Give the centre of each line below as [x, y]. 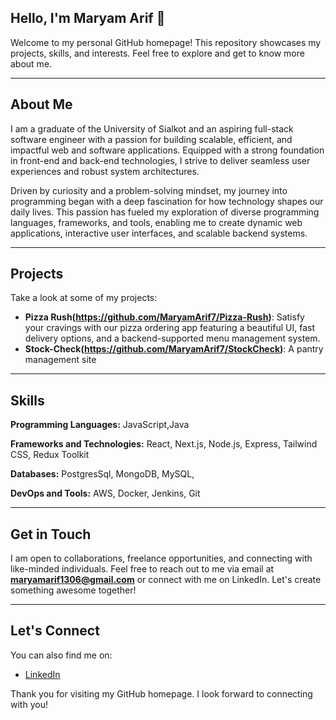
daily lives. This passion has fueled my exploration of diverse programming [165, 212]
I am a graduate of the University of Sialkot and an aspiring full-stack [152, 128]
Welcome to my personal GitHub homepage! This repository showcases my [166, 42]
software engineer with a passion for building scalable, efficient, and [151, 139]
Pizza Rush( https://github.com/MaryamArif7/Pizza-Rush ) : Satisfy [164, 317]
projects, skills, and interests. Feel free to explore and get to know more [157, 53]
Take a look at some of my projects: [84, 298]
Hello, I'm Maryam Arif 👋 [88, 18]
